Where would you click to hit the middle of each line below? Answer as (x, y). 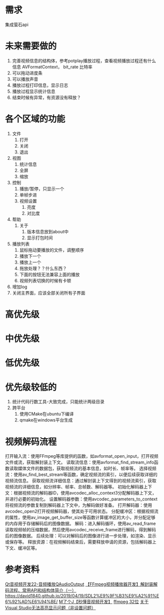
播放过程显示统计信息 (34, 91)
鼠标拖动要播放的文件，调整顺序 (52, 250)
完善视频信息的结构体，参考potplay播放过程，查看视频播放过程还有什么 (84, 61)
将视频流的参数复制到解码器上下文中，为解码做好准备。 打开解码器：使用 (79, 505)
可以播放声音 (25, 79)
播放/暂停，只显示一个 (42, 189)
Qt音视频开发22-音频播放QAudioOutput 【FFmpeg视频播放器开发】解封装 (79, 584)
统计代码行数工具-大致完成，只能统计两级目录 (58, 402)
